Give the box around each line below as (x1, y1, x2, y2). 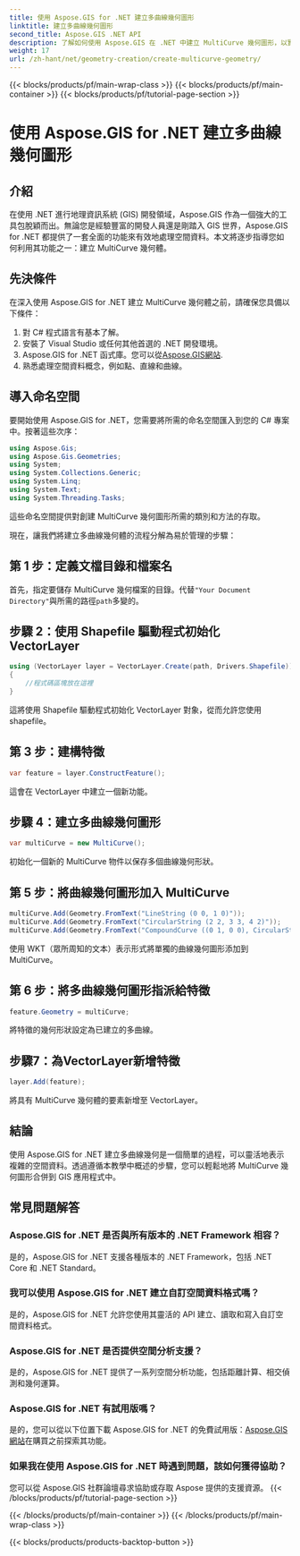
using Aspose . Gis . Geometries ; (9, 452, 122, 461)
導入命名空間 (9, 389, 80, 404)
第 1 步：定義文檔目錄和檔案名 (9, 558, 172, 574)
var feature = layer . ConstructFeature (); (9, 769, 166, 778)
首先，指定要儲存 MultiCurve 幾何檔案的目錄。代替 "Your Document (9, 583, 252, 595)
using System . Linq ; (9, 477, 82, 486)
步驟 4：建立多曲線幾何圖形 (9, 814, 162, 829)
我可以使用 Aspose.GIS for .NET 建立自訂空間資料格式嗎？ (9, 1287, 261, 1299)
